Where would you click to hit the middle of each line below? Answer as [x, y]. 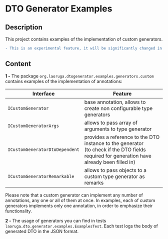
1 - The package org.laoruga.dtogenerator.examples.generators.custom [79, 76]
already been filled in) [110, 162]
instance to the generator [114, 143]
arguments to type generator [118, 129]
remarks [94, 182]
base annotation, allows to [115, 102]
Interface [43, 93]
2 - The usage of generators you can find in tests [56, 220]
